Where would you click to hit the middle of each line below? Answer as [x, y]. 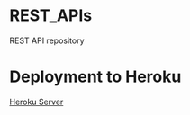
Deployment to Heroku [95, 77]
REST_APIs [51, 16]
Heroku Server [36, 102]
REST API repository [47, 40]
